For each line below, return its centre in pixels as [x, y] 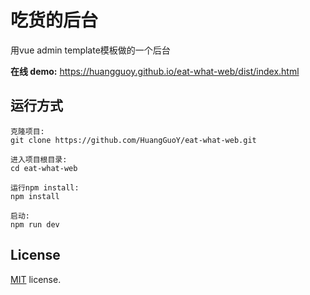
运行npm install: [45, 187]
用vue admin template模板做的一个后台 [90, 50]
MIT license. [36, 279]
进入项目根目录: [39, 159]
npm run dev [35, 224]
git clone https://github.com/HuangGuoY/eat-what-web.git [133, 140]
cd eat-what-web [44, 168]
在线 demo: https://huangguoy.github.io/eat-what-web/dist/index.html [155, 71]
